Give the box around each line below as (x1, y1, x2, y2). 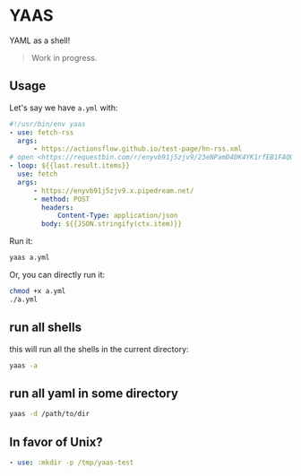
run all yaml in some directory (9, 385, 179, 401)
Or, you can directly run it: (9, 270, 106, 280)
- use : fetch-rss (9, 127, 74, 137)
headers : (41, 203, 74, 212)
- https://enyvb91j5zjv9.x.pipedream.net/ (32, 186, 194, 195)
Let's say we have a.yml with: (9, 102, 118, 113)
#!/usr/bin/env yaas (9, 119, 87, 128)
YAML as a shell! (9, 35, 71, 46)
